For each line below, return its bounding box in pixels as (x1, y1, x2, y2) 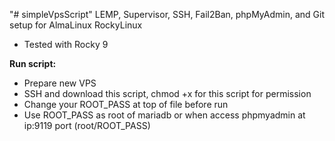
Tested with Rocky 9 (23, 39, 109, 50)
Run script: (9, 58, 57, 69)
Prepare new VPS (23, 77, 97, 89)
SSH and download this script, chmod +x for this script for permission (23, 88, 312, 99)
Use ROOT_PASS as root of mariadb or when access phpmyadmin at (23, 109, 306, 121)
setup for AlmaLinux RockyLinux (9, 19, 143, 31)
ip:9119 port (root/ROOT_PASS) (23, 120, 151, 131)
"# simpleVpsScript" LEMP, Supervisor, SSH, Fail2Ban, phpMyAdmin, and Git (9, 9, 325, 20)
